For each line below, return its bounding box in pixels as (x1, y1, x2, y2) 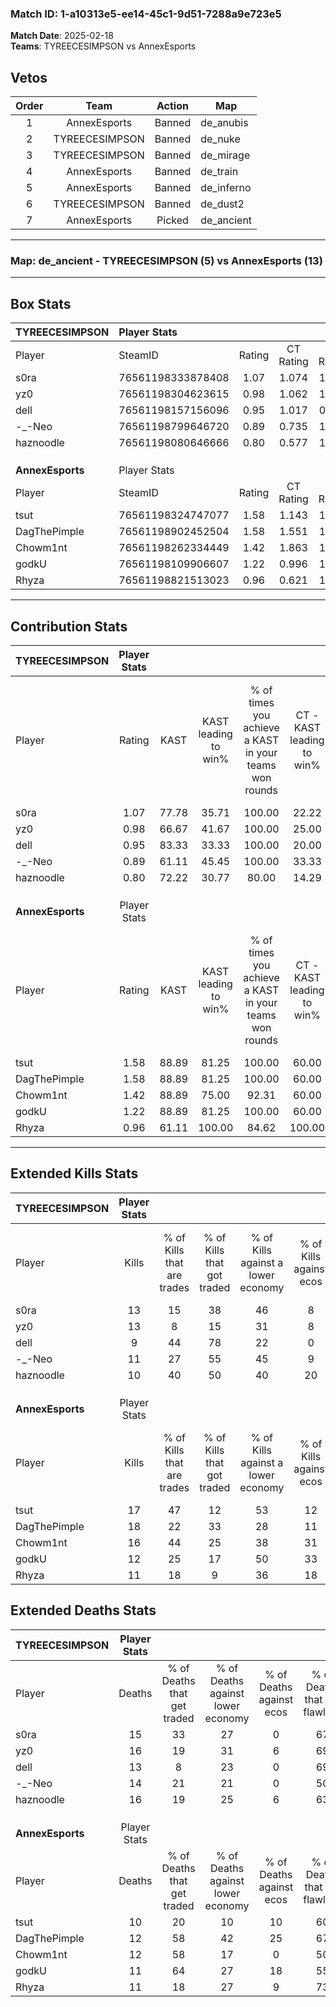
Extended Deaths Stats (10, 1602, 157, 1619)
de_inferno (200, 181, 252, 195)
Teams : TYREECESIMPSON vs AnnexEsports (10, 40, 197, 52)
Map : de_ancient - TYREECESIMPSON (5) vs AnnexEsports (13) (10, 254, 323, 268)
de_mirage (200, 148, 251, 162)
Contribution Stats (10, 618, 128, 635)
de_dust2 (200, 197, 245, 211)
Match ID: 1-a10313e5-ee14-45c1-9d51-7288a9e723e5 (10, 7, 282, 21)
